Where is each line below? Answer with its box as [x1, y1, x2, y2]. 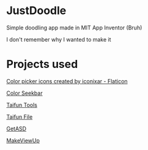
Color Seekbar [6, 89, 43, 97]
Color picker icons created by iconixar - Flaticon [6, 77, 128, 84]
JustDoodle [6, 4, 67, 18]
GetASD [6, 125, 26, 132]
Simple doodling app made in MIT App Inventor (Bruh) [6, 24, 142, 31]
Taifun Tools [6, 101, 38, 108]
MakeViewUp [6, 137, 40, 144]
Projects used [6, 58, 78, 71]
